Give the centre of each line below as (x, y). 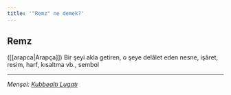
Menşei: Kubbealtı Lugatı (42, 84)
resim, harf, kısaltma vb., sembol (53, 65)
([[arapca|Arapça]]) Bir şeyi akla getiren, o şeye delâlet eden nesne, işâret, (113, 57)
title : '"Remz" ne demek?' (46, 13)
